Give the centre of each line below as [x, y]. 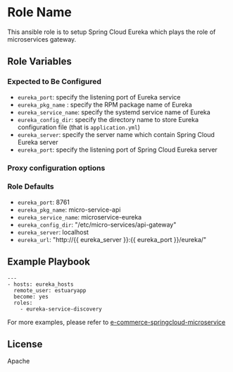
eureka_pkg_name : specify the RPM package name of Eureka [105, 104]
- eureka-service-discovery [61, 309]
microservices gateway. [42, 39]
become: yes [31, 296]
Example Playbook [49, 262]
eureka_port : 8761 [44, 202]
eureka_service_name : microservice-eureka [80, 217]
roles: [23, 303]
